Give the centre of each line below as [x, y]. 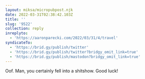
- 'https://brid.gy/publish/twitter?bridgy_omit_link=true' [74, 52]
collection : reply [24, 29]
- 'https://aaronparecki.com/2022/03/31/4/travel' [64, 38]
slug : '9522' [19, 24]
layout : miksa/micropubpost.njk [39, 10]
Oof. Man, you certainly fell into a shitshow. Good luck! [62, 71]
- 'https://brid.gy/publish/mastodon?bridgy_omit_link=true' [75, 57]
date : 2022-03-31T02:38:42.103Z [39, 15]
